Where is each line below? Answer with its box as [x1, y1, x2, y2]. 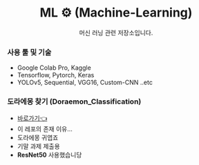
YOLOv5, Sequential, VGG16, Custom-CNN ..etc [17, 78, 153, 87]
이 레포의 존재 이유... [17, 124, 73, 133]
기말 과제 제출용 [17, 142, 60, 150]
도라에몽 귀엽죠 [17, 133, 59, 142]
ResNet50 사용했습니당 [17, 151, 82, 159]
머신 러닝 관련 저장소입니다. [79, 28, 153, 37]
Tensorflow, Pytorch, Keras [17, 71, 95, 79]
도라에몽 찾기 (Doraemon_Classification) [7, 97, 142, 106]
